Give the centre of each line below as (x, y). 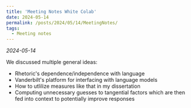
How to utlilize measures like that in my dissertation (77, 86)
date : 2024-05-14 (28, 17)
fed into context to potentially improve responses (75, 99)
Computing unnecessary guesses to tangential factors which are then (100, 93)
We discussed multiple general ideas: (52, 62)
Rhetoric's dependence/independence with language (80, 74)
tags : (13, 28)
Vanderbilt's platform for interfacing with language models (86, 80)
